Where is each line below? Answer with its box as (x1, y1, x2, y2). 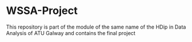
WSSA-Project (6, 4, 78, 17)
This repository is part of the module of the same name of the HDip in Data (6, 23, 186, 30)
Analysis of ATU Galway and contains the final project (6, 29, 136, 36)
